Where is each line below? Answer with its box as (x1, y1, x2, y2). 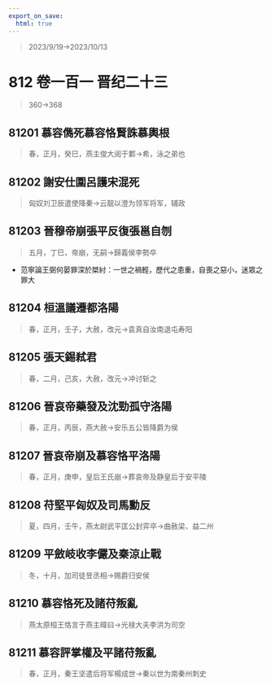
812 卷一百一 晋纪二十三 (8, 72, 168, 91)
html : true (15, 20, 53, 28)
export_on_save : (8, 11, 63, 20)
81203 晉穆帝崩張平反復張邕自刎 (8, 225, 173, 238)
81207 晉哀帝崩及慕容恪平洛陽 (8, 448, 160, 462)
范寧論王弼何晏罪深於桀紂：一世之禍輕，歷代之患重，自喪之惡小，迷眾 (20, 264, 256, 274)
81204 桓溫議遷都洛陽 (8, 301, 120, 315)
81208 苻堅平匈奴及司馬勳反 (8, 498, 151, 512)
